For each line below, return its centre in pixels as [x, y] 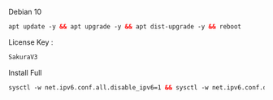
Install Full [25, 72]
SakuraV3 [23, 57]
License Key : [31, 42]
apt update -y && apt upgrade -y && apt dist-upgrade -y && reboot [125, 27]
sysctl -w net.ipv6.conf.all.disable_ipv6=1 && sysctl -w [108, 87]
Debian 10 [25, 12]
